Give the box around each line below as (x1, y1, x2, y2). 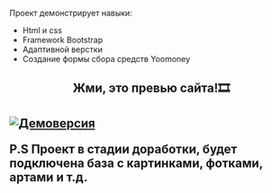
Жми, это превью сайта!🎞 (72, 81, 231, 96)
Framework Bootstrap (22, 35, 104, 45)
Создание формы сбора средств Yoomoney (22, 54, 191, 64)
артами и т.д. (9, 170, 88, 185)
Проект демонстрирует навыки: (9, 8, 132, 18)
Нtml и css (22, 25, 63, 35)
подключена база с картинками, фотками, (9, 155, 263, 171)
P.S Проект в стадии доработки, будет (9, 141, 238, 156)
